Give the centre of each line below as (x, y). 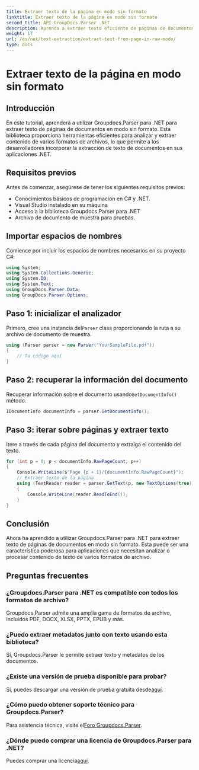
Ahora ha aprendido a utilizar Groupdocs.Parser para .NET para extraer (93, 538)
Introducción (31, 108)
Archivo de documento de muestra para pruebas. (75, 218)
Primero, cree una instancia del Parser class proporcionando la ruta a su (93, 328)
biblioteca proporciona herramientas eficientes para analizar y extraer (91, 135)
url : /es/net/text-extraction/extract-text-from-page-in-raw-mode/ (91, 39)
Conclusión (28, 524)
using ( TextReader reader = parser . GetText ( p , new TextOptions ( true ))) (107, 484)
